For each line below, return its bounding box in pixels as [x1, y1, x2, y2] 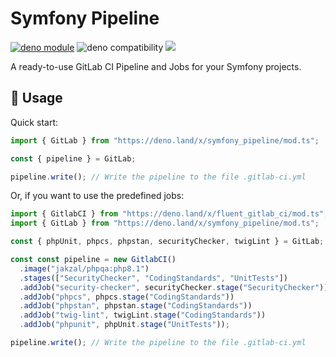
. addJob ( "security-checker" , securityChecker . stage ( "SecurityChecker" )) [19, 282, 329, 292]
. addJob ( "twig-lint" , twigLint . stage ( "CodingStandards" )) [19, 310, 267, 321]
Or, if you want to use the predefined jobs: [10, 190, 185, 202]
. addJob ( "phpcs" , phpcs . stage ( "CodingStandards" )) [19, 292, 235, 302]
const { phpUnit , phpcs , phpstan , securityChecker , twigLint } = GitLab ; [10, 237, 325, 247]
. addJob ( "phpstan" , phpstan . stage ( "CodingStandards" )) [19, 301, 253, 311]
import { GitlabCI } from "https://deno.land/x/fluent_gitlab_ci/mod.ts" [10, 209, 325, 219]
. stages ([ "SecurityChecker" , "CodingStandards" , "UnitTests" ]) [19, 273, 288, 283]
